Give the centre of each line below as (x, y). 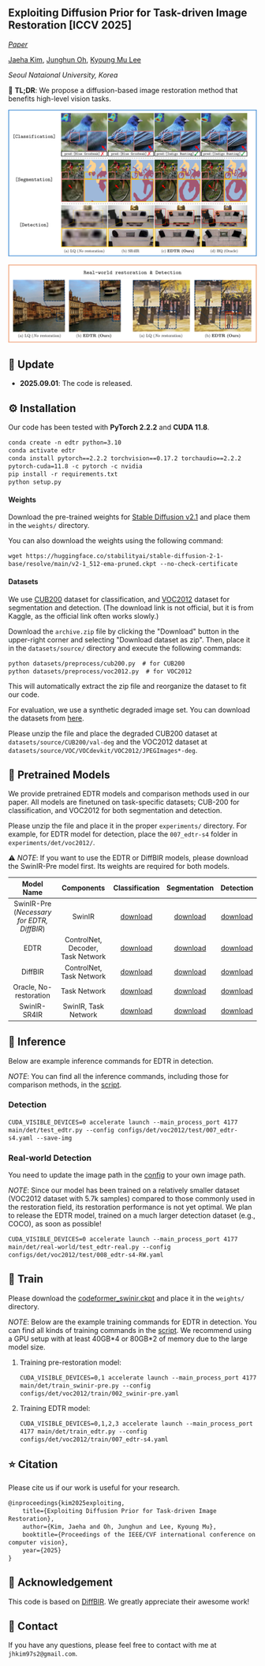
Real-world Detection (50, 1158)
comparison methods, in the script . (65, 1084)
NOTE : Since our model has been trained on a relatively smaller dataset (124, 1190)
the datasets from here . (46, 718)
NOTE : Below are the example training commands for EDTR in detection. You (132, 1322)
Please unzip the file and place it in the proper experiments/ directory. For (128, 826)
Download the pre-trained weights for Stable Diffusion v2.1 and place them (129, 517)
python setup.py (35, 482)
